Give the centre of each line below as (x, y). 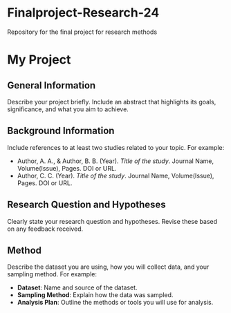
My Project (39, 60)
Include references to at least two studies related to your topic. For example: (116, 147)
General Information (52, 85)
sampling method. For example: (52, 274)
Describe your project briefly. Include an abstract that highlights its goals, (112, 102)
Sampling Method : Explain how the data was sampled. (95, 295)
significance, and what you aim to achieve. (68, 109)
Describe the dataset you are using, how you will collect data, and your (108, 267)
